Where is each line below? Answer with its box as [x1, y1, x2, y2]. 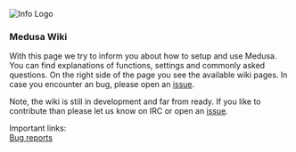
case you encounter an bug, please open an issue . [9, 79, 195, 90]
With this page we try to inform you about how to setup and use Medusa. [9, 51, 277, 61]
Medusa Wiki [9, 30, 68, 43]
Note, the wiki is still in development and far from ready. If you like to [9, 96, 261, 107]
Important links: [9, 123, 67, 133]
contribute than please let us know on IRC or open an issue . [9, 106, 229, 116]
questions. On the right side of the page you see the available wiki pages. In [9, 69, 288, 80]
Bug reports [9, 132, 53, 143]
